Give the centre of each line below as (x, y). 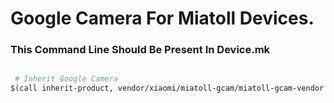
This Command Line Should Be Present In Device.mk (140, 50)
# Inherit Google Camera (66, 79)
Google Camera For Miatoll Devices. (162, 18)
